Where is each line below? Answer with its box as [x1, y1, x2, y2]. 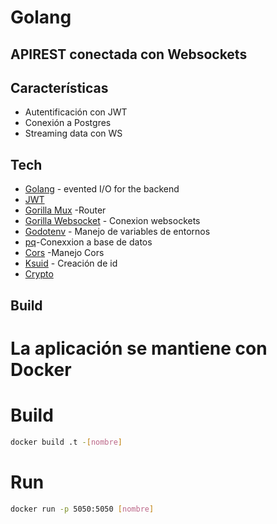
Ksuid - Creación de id [24, 257, 118, 270]
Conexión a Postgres [24, 117, 112, 129]
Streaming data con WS [24, 127, 123, 140]
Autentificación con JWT [24, 106, 128, 118]
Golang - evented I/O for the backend [24, 183, 180, 195]
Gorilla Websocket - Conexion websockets [24, 215, 201, 227]
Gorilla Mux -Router [24, 204, 107, 216]
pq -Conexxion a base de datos [24, 236, 153, 248]
